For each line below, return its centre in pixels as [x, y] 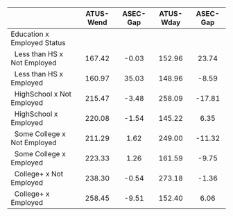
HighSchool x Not [43, 94]
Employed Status [38, 43]
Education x [30, 34]
